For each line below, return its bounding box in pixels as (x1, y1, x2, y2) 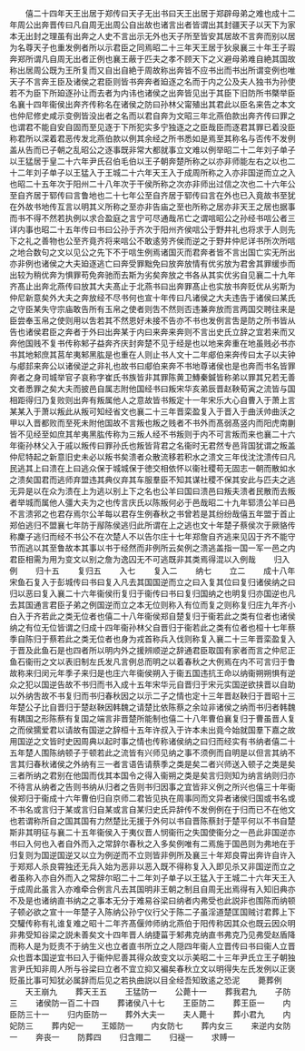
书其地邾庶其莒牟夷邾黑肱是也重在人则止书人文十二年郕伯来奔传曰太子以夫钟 (9, 349, 296, 359)
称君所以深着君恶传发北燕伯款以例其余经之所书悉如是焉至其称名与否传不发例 (9, 133, 296, 144)
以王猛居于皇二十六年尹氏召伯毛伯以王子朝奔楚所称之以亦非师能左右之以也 (9, 156, 288, 167)
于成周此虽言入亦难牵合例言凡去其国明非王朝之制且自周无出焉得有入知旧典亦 (9, 884, 296, 894)
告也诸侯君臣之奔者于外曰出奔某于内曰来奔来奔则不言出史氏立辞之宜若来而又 (9, 327, 296, 337)
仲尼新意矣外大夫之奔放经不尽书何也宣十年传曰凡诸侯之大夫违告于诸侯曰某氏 (9, 292, 296, 303)
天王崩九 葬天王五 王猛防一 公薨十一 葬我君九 (25, 986, 257, 996)
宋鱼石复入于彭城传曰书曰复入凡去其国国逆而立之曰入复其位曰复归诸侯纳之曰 (9, 577, 296, 587)
